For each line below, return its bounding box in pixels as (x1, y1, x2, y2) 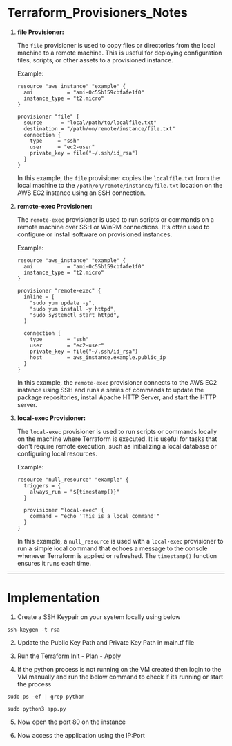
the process (17, 679, 52, 688)
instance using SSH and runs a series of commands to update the (17, 385, 204, 394)
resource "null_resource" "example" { (17, 476, 129, 483)
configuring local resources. (17, 449, 98, 458)
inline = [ (23, 293, 55, 300)
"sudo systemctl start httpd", (30, 311, 120, 318)
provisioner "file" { (17, 113, 79, 120)
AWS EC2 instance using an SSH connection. (17, 189, 146, 197)
